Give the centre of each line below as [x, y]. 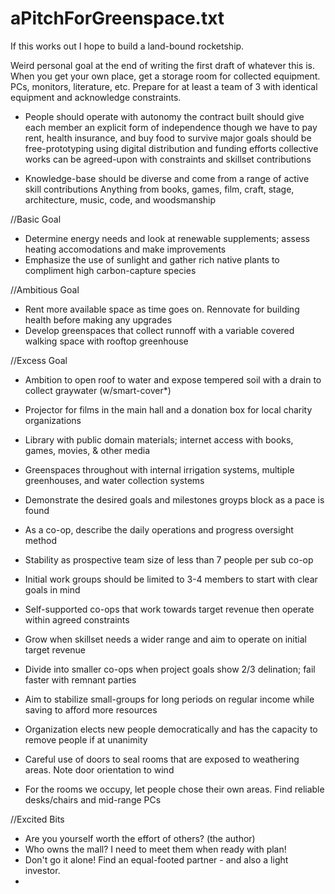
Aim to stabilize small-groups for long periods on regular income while [169, 699]
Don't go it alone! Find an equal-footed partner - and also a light [156, 859]
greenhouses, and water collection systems [114, 480]
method [41, 540]
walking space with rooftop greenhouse [106, 341]
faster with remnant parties [80, 679]
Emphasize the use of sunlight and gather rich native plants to [152, 259]
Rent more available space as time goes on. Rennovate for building [162, 309]
